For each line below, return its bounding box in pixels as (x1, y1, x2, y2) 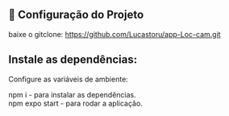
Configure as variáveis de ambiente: (8, 74, 129, 84)
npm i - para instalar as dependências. (8, 89, 137, 99)
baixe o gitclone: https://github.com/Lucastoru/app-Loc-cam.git (8, 29, 221, 39)
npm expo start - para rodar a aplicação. (8, 98, 143, 108)
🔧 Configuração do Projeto (8, 8, 144, 22)
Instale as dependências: (8, 53, 138, 67)
